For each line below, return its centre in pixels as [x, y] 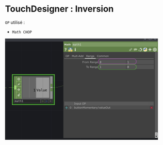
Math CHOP [22, 32]
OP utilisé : [15, 22]
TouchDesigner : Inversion [59, 9]
